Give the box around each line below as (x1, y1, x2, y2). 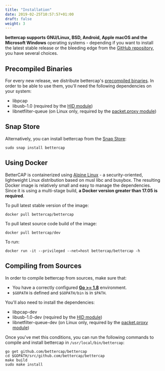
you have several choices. (5, 50, 58, 56)
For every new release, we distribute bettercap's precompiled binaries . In (5, 78, 154, 84)
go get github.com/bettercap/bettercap (5, 349, 87, 354)
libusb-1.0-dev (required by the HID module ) (12, 314, 103, 320)
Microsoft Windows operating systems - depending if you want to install (5, 40, 154, 46)
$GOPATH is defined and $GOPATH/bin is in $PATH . (12, 289, 107, 295)
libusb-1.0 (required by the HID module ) (12, 103, 93, 109)
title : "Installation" (5, 7, 52, 12)
